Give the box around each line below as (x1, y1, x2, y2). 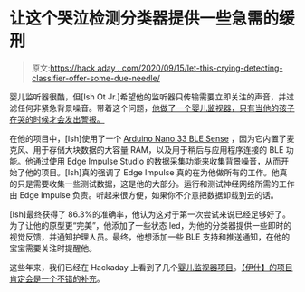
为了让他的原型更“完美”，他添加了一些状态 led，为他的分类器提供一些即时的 (9, 220, 292, 231)
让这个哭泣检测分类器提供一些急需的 (9, 8, 280, 29)
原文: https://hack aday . (31, 62, 120, 73)
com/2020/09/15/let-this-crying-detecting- (121, 62, 283, 73)
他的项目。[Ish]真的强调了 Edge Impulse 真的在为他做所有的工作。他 (24, 166, 281, 177)
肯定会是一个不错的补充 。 (9, 273, 105, 284)
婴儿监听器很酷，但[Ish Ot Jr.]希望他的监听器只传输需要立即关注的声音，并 (9, 91, 287, 102)
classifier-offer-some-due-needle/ (31, 72, 161, 83)
